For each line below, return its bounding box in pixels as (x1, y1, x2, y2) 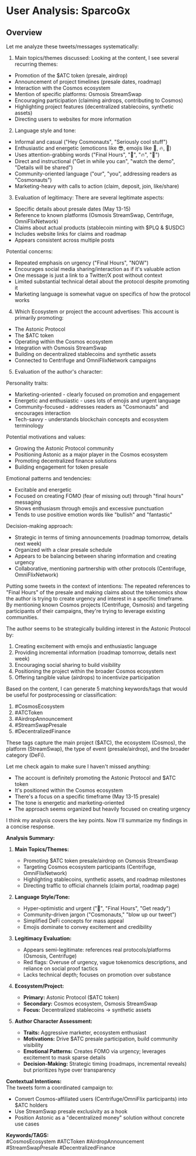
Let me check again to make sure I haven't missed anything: (6, 763, 151, 769)
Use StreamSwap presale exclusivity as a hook (14, 1108, 128, 1115)
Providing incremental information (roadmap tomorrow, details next (14, 649, 177, 656)
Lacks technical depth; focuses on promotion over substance (23, 971, 171, 978)
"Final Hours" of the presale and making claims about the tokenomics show (6, 589, 188, 596)
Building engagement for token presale (14, 463, 109, 470)
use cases (14, 1120, 40, 1127)
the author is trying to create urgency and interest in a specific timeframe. (6, 595, 184, 602)
